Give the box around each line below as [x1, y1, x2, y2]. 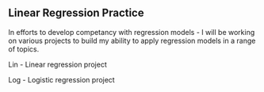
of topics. [8, 44, 40, 54]
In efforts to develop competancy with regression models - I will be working [8, 27, 255, 36]
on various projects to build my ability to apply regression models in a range [8, 36, 256, 45]
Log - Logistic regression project [8, 75, 115, 84]
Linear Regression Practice [8, 6, 144, 20]
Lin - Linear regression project [8, 59, 107, 69]
